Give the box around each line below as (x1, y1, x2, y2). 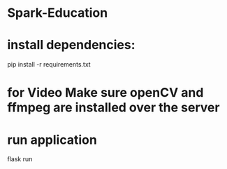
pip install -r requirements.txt (7, 60, 91, 69)
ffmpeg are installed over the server (7, 100, 220, 116)
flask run (7, 155, 33, 163)
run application (7, 132, 98, 148)
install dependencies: (7, 37, 136, 53)
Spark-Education (7, 5, 108, 21)
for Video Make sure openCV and (7, 85, 204, 101)
